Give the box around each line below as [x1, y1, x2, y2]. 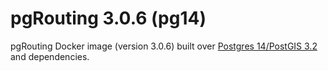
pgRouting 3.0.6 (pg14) [10, 7, 207, 30]
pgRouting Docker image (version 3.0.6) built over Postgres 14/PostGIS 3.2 [10, 40, 318, 52]
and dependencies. [10, 50, 90, 62]
